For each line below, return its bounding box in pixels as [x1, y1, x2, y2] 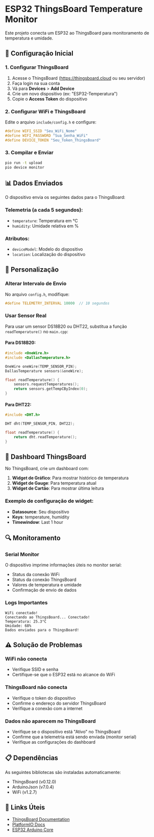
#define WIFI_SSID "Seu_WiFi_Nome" [5, 129, 77, 133]
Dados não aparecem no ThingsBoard [5, 717, 96, 724]
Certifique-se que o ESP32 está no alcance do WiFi [12, 672, 115, 678]
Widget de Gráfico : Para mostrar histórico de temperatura [12, 475, 129, 481]
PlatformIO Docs [12, 821, 45, 827]
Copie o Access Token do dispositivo [12, 96, 87, 102]
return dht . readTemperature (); [14, 434, 77, 439]
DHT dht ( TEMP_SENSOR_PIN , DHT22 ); [5, 421, 75, 426]
